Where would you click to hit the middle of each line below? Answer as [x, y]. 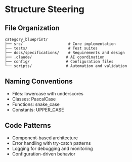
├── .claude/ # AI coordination [55, 57]
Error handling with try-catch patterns [51, 143]
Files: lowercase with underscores [48, 93]
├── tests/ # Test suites [51, 48]
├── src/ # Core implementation [60, 44]
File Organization [32, 28]
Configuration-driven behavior [44, 154]
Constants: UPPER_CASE [38, 110]
